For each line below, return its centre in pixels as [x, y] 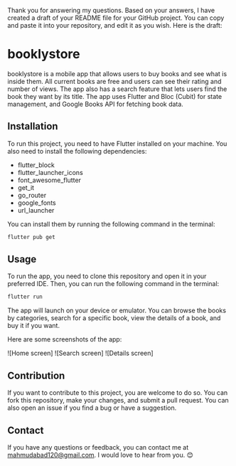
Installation [33, 126]
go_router [32, 195]
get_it [26, 187]
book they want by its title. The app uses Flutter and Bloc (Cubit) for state [115, 96]
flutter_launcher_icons [50, 172]
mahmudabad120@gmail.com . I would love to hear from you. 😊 [101, 455]
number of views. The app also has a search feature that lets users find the [117, 89]
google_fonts [37, 203]
